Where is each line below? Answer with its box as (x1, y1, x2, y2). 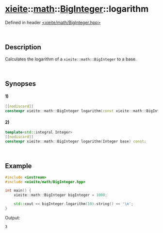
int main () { (5, 188, 32, 193)
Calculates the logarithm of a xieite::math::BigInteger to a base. (5, 56, 137, 62)
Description (5, 43, 41, 52)
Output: (5, 214, 20, 220)
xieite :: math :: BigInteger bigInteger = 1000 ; (14, 193, 108, 198)
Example (5, 162, 32, 170)
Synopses (5, 79, 36, 88)
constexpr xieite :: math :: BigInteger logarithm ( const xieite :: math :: (5, 109, 147, 114)
